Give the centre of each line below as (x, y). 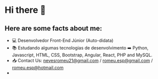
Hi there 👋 (25, 10)
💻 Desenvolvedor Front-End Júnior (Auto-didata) (63, 40)
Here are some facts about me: (54, 28)
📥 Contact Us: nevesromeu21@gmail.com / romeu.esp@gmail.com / (82, 60)
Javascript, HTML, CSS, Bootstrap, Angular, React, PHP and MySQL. (82, 55)
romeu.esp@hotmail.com (38, 68)
